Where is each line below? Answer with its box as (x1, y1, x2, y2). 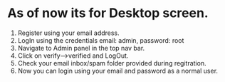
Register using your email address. (17, 29, 120, 37)
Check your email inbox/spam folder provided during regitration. (17, 58, 206, 67)
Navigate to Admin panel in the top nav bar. (17, 43, 145, 52)
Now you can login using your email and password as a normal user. (17, 66, 219, 75)
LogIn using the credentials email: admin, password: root (17, 36, 184, 44)
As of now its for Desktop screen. (7, 5, 209, 21)
